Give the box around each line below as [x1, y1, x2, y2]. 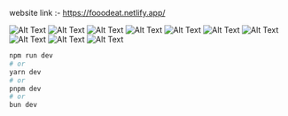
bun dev [9, 101, 38, 110]
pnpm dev [9, 84, 42, 93]
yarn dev [9, 67, 42, 76]
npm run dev [9, 51, 53, 60]
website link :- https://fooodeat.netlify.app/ [9, 8, 166, 18]
